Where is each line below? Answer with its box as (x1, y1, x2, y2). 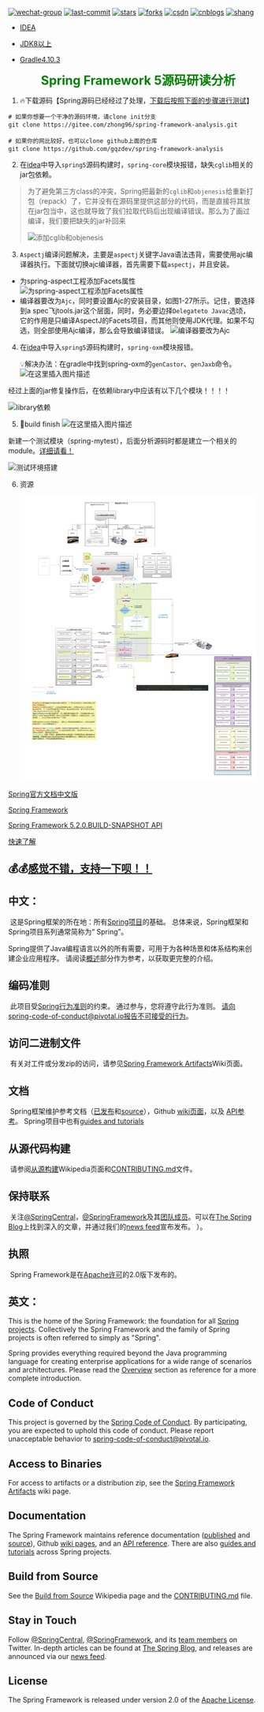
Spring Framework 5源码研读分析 (40, 73, 236, 88)
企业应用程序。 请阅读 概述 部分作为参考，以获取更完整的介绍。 (14, 953, 218, 963)
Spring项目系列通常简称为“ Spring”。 (8, 927, 128, 936)
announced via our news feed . (8, 1651, 107, 1661)
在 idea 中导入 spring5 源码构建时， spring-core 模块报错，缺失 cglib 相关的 (19, 160, 254, 169)
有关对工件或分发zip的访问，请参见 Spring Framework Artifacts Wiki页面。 (9, 1058, 247, 1069)
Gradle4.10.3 (19, 55, 61, 64)
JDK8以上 (19, 39, 52, 48)
